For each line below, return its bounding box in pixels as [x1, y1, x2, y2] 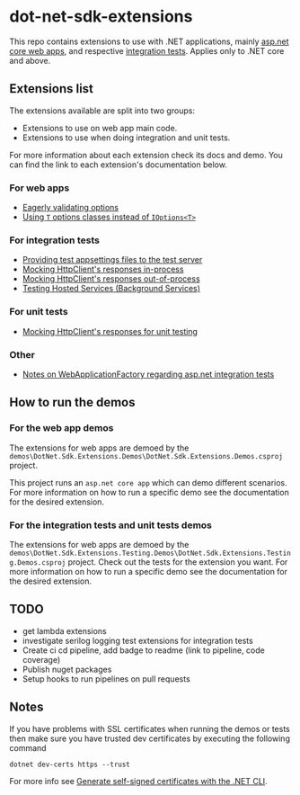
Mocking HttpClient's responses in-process [22, 264, 184, 275]
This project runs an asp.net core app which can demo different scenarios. [9, 477, 287, 487]
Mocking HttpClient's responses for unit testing [22, 326, 198, 336]
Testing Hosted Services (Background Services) [22, 283, 200, 294]
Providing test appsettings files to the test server [22, 255, 203, 265]
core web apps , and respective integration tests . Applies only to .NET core [9, 45, 285, 56]
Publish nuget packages [22, 664, 112, 674]
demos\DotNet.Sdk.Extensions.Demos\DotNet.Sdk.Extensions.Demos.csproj [9, 451, 283, 460]
